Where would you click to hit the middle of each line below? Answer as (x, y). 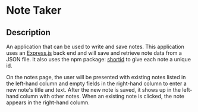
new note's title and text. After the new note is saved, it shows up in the (94, 90)
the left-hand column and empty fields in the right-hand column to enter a (97, 83)
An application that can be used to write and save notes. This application (95, 46)
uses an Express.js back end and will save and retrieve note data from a (94, 53)
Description (28, 32)
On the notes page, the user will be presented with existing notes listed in (96, 77)
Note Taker (34, 10)
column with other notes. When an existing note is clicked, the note (102, 96)
